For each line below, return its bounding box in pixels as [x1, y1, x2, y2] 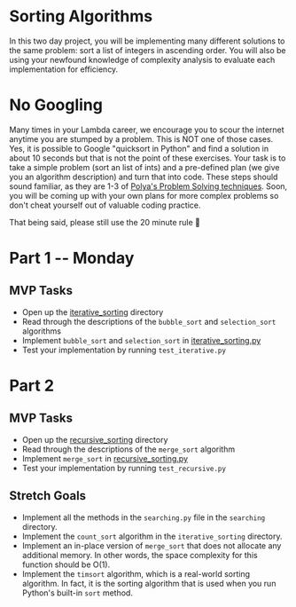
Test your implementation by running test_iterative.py [21, 344, 226, 355]
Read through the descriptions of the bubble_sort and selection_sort [21, 316, 277, 327]
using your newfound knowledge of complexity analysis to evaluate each [9, 54, 276, 65]
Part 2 [9, 375, 55, 396]
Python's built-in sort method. [21, 587, 133, 598]
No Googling [9, 95, 104, 115]
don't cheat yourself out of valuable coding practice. [9, 200, 201, 210]
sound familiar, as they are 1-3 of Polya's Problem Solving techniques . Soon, [9, 180, 288, 192]
